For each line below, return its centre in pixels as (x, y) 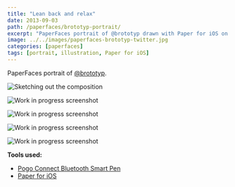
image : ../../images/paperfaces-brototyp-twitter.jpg (88, 40)
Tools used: (25, 155)
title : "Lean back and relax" (52, 14)
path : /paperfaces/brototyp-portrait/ (64, 27)
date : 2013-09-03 (33, 20)
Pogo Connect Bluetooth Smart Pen (69, 168)
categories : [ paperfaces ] (45, 46)
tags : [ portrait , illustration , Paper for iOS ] (78, 53)
